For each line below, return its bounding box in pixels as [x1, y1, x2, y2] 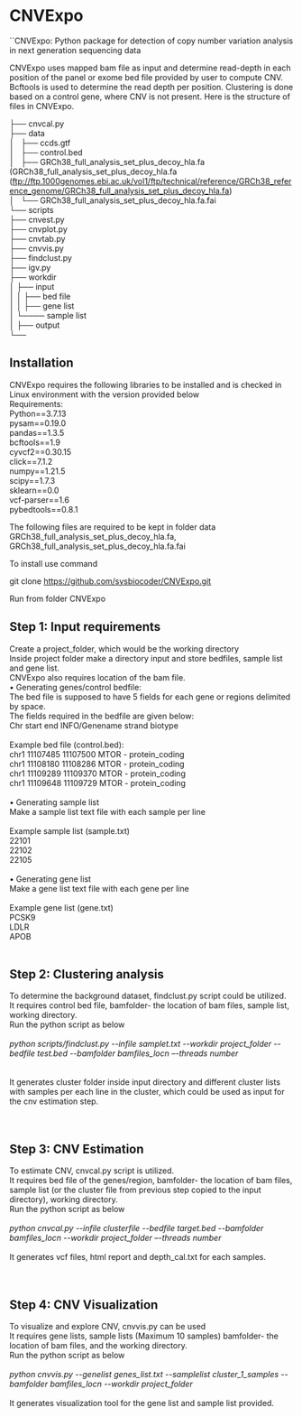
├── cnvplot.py [9, 223, 68, 235]
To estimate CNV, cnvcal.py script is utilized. [9, 1165, 175, 1176]
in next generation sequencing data [9, 44, 142, 55]
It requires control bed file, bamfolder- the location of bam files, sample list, [9, 1000, 290, 1011]
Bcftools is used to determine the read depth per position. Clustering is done [9, 81, 294, 92]
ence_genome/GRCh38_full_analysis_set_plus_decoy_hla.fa [9, 185, 230, 196]
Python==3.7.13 [9, 408, 67, 419]
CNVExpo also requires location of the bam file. [9, 671, 187, 682]
